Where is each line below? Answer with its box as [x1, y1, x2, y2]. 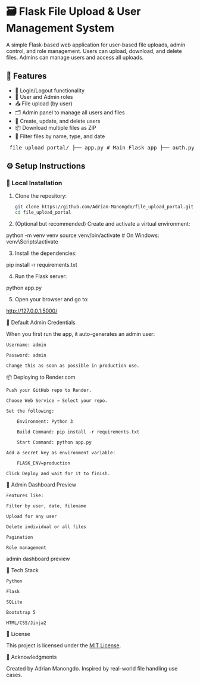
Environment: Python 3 [17, 419, 73, 425]
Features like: [6, 492, 44, 499]
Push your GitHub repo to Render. [6, 388, 92, 394]
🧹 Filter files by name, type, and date [14, 132, 105, 140]
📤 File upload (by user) [14, 99, 73, 107]
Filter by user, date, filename [6, 503, 86, 509]
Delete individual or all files [6, 524, 86, 530]
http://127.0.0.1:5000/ [6, 307, 58, 314]
